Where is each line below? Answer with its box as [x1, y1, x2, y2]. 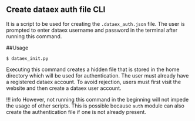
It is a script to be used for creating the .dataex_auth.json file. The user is [6, 20, 185, 27]
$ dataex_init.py [6, 55, 49, 61]
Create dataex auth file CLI [6, 5, 106, 15]
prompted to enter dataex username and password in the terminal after [6, 26, 178, 33]
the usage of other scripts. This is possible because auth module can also [6, 102, 185, 109]
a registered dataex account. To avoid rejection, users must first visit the [6, 78, 181, 85]
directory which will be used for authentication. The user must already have [6, 72, 189, 79]
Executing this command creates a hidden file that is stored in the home [6, 66, 180, 73]
